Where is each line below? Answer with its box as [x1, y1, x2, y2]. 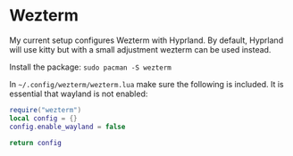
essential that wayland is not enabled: [9, 88, 148, 99]
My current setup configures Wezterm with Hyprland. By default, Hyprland [9, 35, 284, 45]
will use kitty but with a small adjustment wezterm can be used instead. [9, 44, 272, 54]
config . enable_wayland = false [9, 122, 126, 131]
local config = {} [9, 113, 78, 123]
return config [9, 138, 63, 147]
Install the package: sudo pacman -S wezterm [9, 62, 172, 72]
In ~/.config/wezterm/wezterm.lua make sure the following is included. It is [9, 78, 284, 89]
